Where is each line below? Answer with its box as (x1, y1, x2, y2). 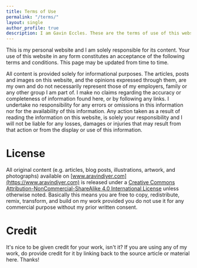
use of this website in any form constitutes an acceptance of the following (6, 53, 185, 60)
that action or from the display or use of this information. (6, 127, 142, 134)
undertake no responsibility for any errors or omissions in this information (6, 101, 184, 108)
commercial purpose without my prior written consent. (6, 203, 138, 211)
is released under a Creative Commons (81, 179, 175, 186)
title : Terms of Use (6, 8, 57, 15)
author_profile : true (6, 25, 59, 31)
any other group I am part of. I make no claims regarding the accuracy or (6, 89, 182, 96)
